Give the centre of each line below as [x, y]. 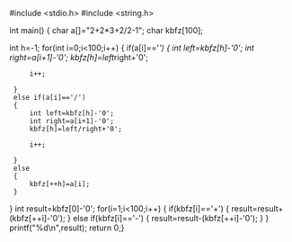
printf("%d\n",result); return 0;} [67, 228]
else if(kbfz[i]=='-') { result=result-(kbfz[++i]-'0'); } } [171, 218]
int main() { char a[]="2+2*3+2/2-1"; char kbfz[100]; [106, 30]
